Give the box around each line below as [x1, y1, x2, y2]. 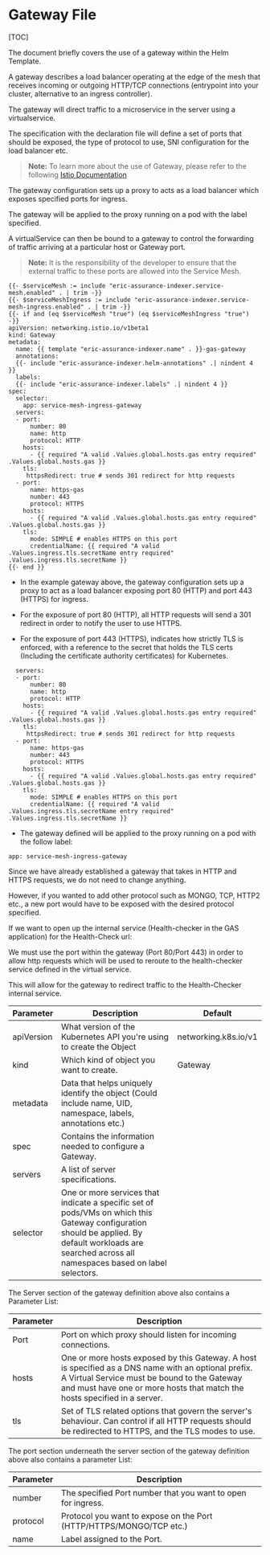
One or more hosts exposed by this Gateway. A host [60, 1352, 257, 1363]
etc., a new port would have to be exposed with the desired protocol [8, 898, 235, 909]
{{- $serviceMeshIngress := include [8, 296, 131, 304]
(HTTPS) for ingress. [19, 594, 88, 604]
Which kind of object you [60, 1054, 155, 1066]
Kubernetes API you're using [60, 1031, 169, 1042]
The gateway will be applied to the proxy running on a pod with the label [8, 209, 247, 219]
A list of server [60, 1164, 117, 1175]
